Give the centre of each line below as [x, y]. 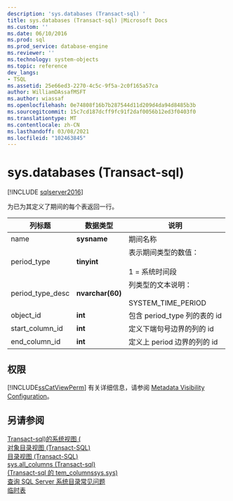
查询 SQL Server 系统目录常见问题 [56, 481]
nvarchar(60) [99, 294]
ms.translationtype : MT [42, 118]
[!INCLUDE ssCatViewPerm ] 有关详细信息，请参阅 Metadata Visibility [106, 388]
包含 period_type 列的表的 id [175, 315]
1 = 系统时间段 [153, 272]
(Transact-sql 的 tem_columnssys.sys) [62, 472]
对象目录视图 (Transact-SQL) [49, 448]
